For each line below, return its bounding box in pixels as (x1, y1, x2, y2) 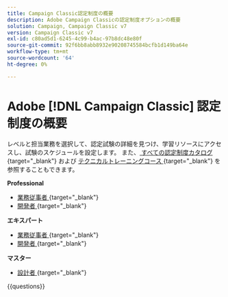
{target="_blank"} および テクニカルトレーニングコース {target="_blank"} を (7, 157, 221, 165)
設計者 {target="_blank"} (16, 268, 87, 276)
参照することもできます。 (7, 165, 79, 173)
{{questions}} (7, 282, 46, 290)
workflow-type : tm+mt (7, 49, 69, 55)
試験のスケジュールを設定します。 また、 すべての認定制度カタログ (25, 148, 213, 156)
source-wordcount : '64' (7, 55, 75, 62)
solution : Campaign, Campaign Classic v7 (7, 23, 127, 29)
